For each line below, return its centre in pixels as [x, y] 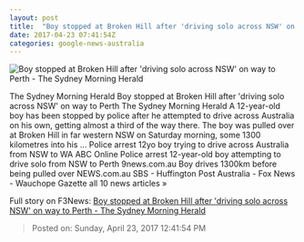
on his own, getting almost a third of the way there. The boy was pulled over [152, 126]
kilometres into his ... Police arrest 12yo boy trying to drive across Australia [149, 145]
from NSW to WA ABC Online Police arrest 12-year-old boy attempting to [146, 155]
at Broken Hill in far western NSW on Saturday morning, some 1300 [135, 135]
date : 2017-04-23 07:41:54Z [63, 35]
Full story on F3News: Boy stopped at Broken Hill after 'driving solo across [149, 201]
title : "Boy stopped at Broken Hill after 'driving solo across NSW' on [152, 26]
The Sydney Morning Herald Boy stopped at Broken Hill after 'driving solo [147, 96]
